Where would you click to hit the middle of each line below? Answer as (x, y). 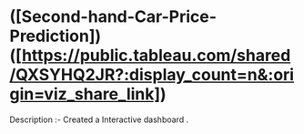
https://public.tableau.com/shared (156, 56)
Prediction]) (56, 36)
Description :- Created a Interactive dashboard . (99, 119)
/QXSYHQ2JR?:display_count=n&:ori (152, 75)
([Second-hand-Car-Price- (113, 17)
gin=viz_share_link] (85, 94)
